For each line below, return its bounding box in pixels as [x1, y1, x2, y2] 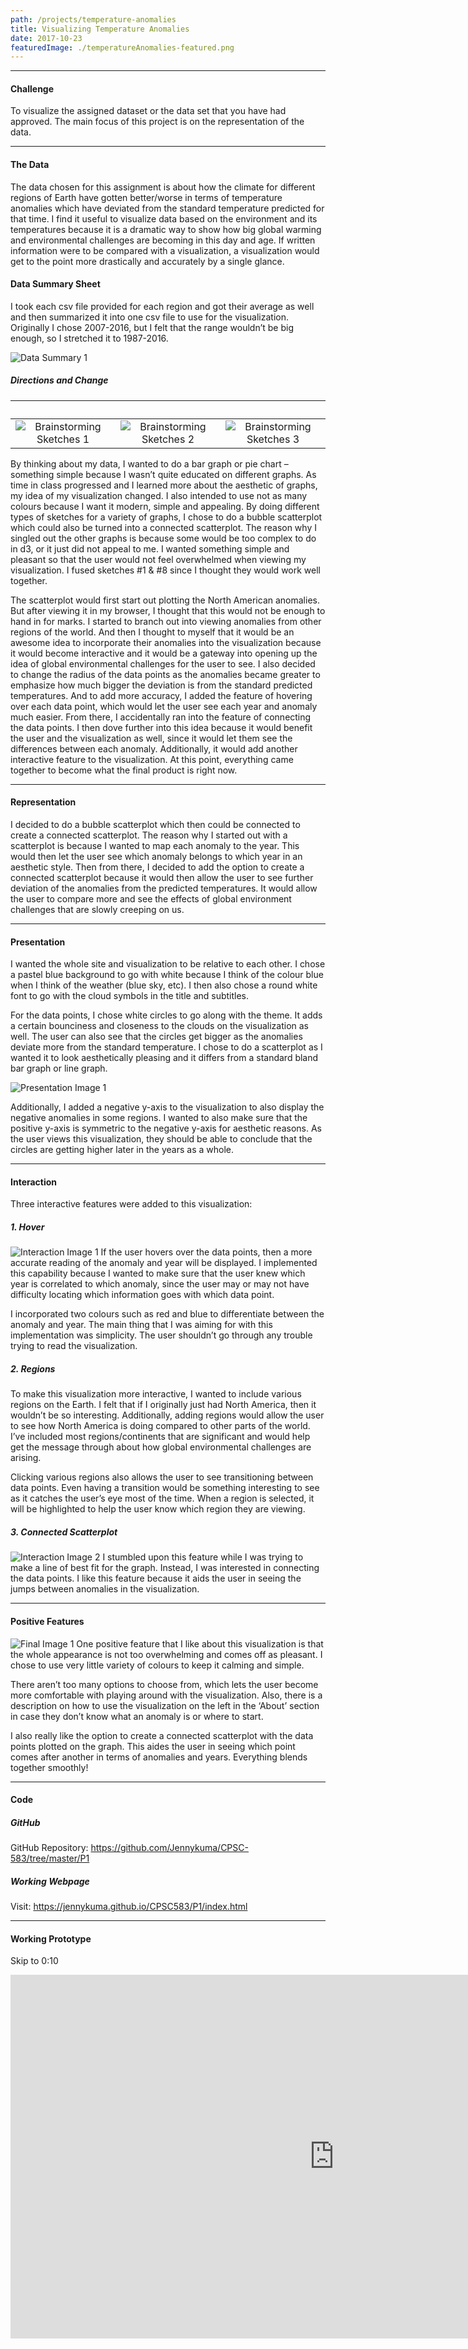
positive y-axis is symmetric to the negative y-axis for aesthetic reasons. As [10, 1122, 322, 1135]
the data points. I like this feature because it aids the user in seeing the [10, 1572, 302, 1585]
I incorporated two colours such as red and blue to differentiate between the [10, 1308, 325, 1320]
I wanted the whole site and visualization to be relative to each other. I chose [10, 958, 326, 970]
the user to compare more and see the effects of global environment [10, 893, 292, 905]
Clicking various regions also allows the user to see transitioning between [10, 1471, 314, 1483]
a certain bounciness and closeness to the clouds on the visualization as [10, 1020, 309, 1032]
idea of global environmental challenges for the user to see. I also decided [10, 657, 316, 670]
